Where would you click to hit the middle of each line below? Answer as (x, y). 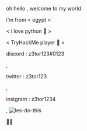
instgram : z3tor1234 (31, 99)
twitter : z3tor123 (27, 76)
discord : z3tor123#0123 (35, 54)
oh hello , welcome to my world (44, 8)
